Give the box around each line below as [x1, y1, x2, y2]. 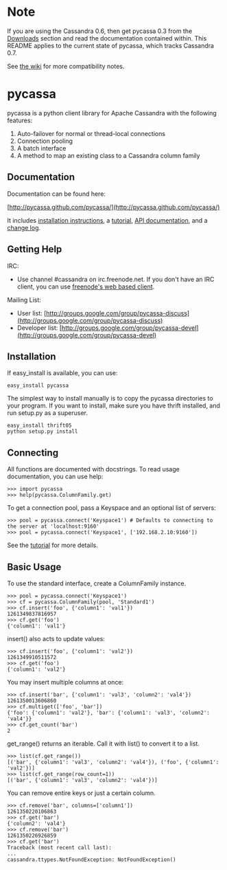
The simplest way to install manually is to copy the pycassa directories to [7, 394, 214, 403]
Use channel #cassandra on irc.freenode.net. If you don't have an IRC [16, 275, 215, 283]
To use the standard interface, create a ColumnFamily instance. [7, 579, 187, 588]
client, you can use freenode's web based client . [16, 282, 155, 291]
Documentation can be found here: [7, 190, 106, 198]
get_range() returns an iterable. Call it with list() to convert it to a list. [7, 739, 200, 748]
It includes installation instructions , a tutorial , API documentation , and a [7, 216, 208, 224]
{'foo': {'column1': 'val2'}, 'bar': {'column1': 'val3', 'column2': [7, 709, 211, 716]
